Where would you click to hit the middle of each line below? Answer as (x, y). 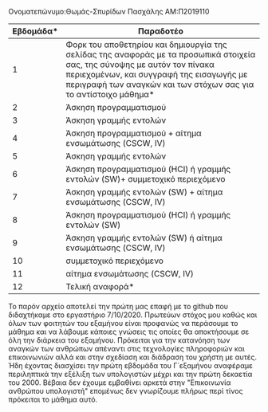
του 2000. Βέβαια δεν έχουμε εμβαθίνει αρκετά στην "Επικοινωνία (120, 383)
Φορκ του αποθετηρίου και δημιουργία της (146, 45)
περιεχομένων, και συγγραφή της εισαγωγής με (157, 75)
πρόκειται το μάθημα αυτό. (53, 399)
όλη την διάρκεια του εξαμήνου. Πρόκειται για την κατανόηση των (119, 340)
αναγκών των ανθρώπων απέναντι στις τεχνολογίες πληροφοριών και (126, 349)
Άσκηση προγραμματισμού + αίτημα (134, 133)
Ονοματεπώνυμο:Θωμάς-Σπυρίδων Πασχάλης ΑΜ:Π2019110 (109, 12)
